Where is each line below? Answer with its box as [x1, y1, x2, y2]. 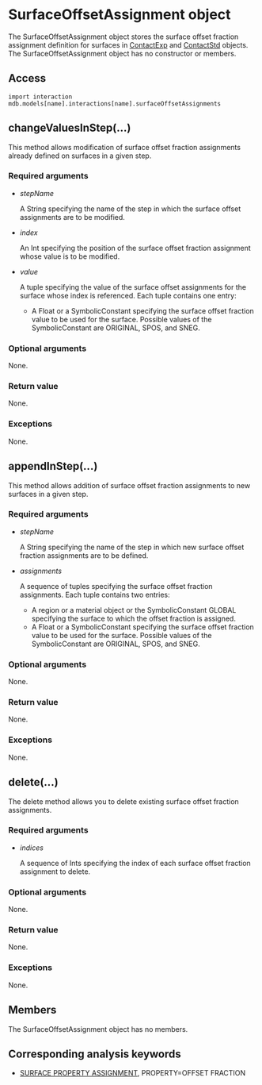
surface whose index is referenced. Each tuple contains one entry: [19, 290, 237, 300]
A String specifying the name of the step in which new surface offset [19, 542, 245, 552]
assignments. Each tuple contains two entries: [19, 590, 170, 599]
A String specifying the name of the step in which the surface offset [19, 204, 241, 214]
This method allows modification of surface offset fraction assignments [8, 142, 241, 152]
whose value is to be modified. [19, 252, 120, 261]
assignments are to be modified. [19, 212, 125, 221]
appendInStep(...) [8, 460, 98, 473]
